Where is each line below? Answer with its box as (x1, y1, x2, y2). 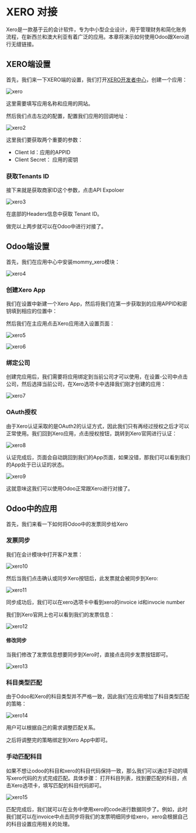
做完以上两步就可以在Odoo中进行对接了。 (6, 223, 107, 230)
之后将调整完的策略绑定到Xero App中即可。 (6, 737, 111, 744)
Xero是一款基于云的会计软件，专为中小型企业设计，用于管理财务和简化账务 (6, 26, 187, 33)
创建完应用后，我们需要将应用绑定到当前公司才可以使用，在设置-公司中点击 (6, 373, 188, 380)
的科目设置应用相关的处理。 (6, 820, 73, 827)
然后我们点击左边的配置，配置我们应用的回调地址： (6, 112, 129, 119)
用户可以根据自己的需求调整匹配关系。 (6, 724, 98, 731)
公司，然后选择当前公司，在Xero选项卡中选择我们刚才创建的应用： (6, 381, 166, 388)
